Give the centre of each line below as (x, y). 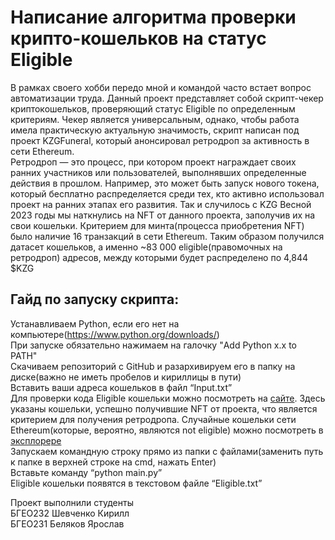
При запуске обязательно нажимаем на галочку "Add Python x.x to (153, 345)
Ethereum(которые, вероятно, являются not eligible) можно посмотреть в (167, 430)
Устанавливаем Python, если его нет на (95, 323)
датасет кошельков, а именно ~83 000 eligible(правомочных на (146, 247)
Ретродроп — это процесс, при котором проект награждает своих (153, 162)
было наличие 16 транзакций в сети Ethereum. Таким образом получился (167, 236)
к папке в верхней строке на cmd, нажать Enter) (113, 462)
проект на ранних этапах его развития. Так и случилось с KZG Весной (161, 204)
